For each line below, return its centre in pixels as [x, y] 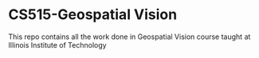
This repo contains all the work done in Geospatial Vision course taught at [129, 37]
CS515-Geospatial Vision [93, 15]
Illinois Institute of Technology [57, 44]
